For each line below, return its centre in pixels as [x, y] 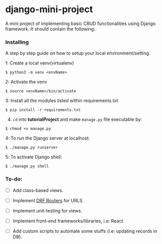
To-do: [14, 179]
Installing [17, 42]
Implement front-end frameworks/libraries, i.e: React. [69, 221]
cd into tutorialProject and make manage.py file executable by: [77, 119]
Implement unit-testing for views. [47, 210]
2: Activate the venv [26, 82]
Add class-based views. [38, 190]
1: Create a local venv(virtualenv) [40, 63]
